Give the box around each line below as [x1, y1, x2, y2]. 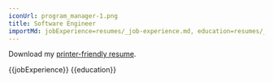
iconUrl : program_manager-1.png [8, 11, 118, 20]
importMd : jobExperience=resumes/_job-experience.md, [8, 27, 195, 35]
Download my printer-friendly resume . [8, 50, 136, 59]
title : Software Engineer [8, 19, 96, 28]
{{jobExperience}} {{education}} [8, 65, 116, 75]
